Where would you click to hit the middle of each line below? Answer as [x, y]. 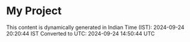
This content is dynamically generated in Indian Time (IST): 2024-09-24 [95, 27]
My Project [34, 11]
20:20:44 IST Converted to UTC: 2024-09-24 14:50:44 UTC [81, 33]
